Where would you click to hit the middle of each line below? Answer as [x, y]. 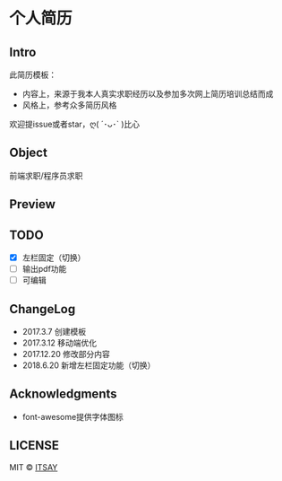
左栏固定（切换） [54, 258]
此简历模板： [33, 74]
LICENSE [34, 446]
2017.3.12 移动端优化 [60, 343]
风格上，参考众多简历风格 [69, 105]
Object [28, 153]
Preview [33, 204]
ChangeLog [43, 309]
